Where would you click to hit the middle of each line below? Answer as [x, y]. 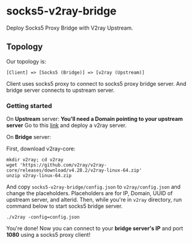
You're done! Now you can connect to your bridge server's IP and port [95, 228]
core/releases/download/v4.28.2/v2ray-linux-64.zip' [74, 170]
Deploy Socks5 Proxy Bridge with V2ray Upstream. [70, 28]
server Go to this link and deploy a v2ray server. [67, 126]
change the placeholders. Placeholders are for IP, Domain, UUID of [90, 193]
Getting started [29, 106]
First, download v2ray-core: [41, 149]
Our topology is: [26, 61]
